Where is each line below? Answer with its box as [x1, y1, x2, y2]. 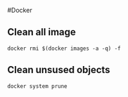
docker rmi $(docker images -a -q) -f [7, 45, 121, 52]
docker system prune [7, 82, 68, 90]
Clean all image [7, 26, 76, 38]
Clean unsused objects [7, 64, 110, 76]
